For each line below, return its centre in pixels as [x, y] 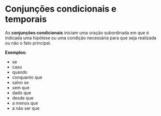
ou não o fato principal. [28, 43]
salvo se [20, 82]
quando [20, 72]
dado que [22, 93]
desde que [23, 98]
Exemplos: [16, 52]
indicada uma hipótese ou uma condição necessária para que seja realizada [81, 38]
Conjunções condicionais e [61, 9]
